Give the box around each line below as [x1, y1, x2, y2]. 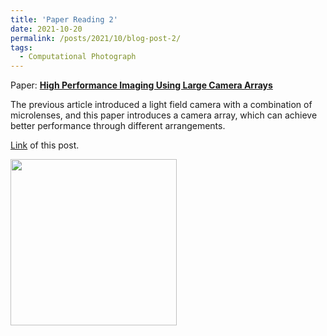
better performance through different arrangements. [10, 120, 226, 132]
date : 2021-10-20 [10, 24, 83, 34]
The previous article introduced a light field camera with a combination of [10, 99, 313, 111]
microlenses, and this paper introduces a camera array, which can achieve [10, 109, 318, 121]
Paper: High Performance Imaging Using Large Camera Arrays [10, 79, 273, 91]
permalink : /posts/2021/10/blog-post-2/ [10, 33, 182, 43]
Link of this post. [10, 139, 80, 151]
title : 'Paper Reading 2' [10, 14, 118, 25]
